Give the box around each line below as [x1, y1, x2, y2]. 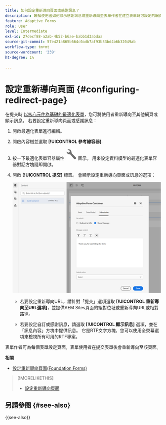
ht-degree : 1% [5, 55, 35, 60]
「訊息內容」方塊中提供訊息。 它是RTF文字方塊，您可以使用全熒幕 [19, 327, 155, 333]
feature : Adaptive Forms [5, 18, 56, 23]
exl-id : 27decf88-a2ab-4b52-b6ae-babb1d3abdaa [5, 34, 103, 39]
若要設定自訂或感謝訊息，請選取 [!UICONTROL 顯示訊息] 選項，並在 [19, 321, 158, 327]
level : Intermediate [5, 29, 48, 34]
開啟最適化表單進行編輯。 [12, 128, 65, 134]
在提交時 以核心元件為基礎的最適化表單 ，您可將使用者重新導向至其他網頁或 [5, 111, 158, 117]
